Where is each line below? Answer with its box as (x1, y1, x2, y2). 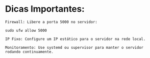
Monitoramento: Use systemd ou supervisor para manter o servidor (5, 45, 144, 50)
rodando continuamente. (5, 49, 54, 54)
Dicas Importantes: (5, 3, 85, 15)
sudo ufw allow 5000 (5, 28, 48, 33)
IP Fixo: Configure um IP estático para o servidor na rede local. (5, 37, 146, 41)
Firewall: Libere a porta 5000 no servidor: (5, 19, 98, 24)
